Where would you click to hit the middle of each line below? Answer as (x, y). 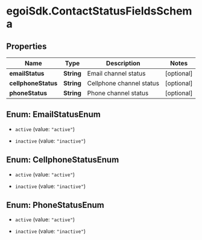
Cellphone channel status (123, 83)
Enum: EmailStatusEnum (53, 115)
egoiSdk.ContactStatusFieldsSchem (99, 11)
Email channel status (116, 73)
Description (123, 63)
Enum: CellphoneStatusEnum (63, 160)
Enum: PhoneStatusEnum (55, 205)
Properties (27, 46)
